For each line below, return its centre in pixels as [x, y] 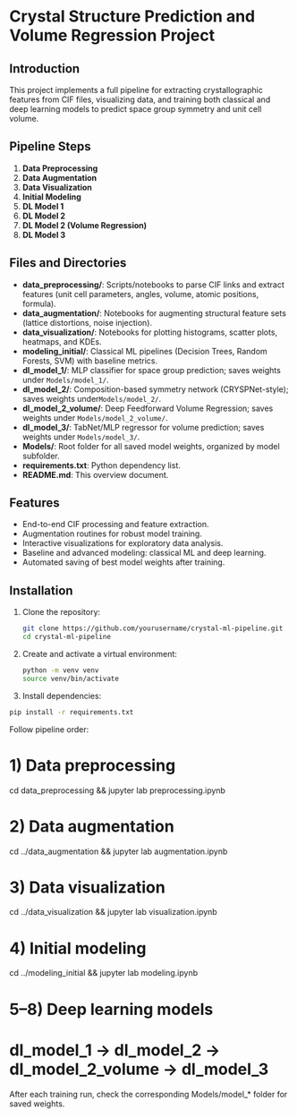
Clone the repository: [61, 612]
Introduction [45, 68]
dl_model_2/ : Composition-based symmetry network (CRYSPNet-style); [155, 389]
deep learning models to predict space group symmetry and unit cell [136, 109]
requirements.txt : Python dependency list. [101, 465]
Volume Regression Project [112, 35]
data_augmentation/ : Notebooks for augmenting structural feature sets [154, 313]
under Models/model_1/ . [65, 380]
